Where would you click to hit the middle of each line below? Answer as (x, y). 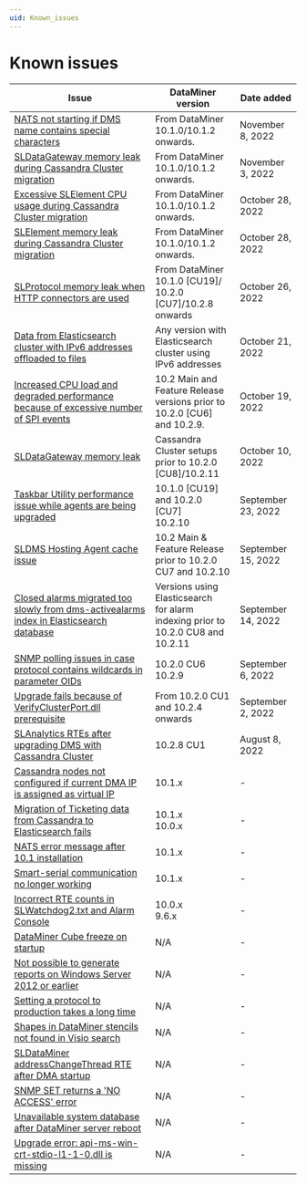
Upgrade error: (46, 1143)
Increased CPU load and (66, 384)
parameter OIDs (48, 680)
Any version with (190, 329)
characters (37, 141)
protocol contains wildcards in (78, 670)
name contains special (62, 130)
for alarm (174, 609)
